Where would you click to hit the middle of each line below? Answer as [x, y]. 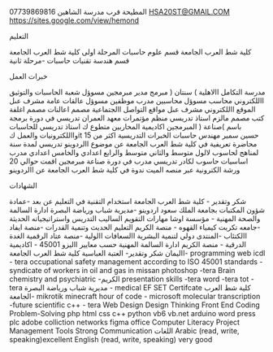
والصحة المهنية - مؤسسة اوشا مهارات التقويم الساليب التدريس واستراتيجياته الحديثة [135, 218]
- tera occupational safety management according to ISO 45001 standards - [136, 262]
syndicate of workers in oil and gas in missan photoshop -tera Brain [122, 270]
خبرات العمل [28, 76]
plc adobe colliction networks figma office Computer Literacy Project [125, 322]
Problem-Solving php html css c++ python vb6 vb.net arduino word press [132, 313]
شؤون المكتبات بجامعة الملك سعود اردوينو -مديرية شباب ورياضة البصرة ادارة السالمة [137, 210]
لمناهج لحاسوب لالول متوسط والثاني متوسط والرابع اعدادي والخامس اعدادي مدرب [134, 152]
